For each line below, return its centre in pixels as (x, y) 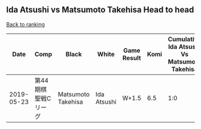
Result (132, 58)
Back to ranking (25, 24)
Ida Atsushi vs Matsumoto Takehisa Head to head (100, 10)
